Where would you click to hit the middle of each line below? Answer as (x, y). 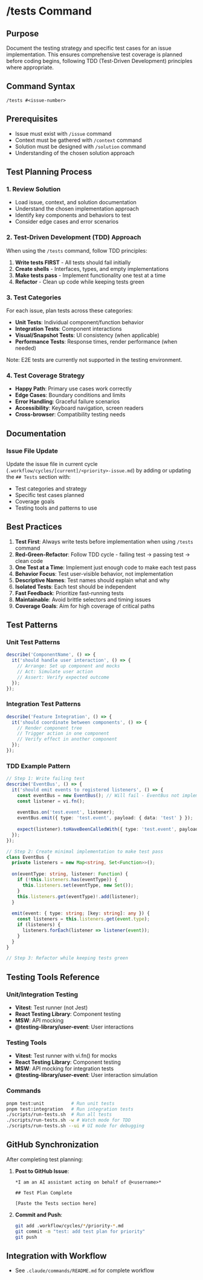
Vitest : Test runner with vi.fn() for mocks (66, 1056)
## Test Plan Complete (43, 1193)
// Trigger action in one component (63, 734)
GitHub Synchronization (53, 1145)
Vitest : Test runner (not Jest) (51, 1008)
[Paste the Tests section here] (56, 1203)
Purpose (23, 34)
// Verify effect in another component (67, 739)
